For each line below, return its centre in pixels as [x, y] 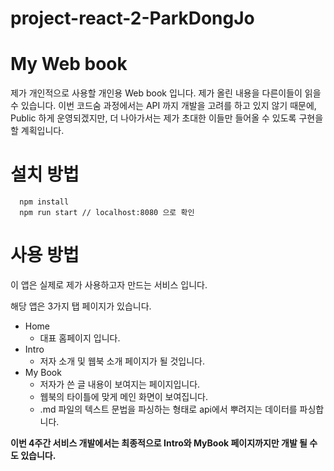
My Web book [69, 64]
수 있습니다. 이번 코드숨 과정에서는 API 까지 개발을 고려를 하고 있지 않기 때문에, [163, 106]
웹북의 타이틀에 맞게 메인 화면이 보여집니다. [124, 396]
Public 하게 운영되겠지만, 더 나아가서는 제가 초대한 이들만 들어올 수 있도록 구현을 [167, 118]
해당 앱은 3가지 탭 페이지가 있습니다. [81, 306]
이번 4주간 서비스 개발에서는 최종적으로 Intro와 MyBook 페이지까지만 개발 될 [159, 443]
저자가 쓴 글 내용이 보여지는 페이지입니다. [120, 384]
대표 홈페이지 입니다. [80, 338]
